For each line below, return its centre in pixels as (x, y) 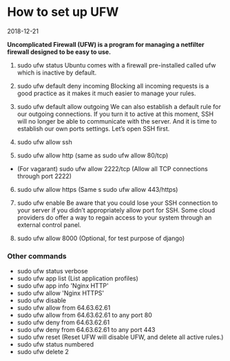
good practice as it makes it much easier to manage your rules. (106, 93)
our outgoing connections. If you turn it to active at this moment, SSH (115, 114)
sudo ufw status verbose (52, 271)
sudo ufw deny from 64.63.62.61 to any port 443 (86, 330)
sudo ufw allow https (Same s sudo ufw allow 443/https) (97, 189)
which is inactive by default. (57, 72)
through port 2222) (44, 176)
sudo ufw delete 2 (43, 352)
